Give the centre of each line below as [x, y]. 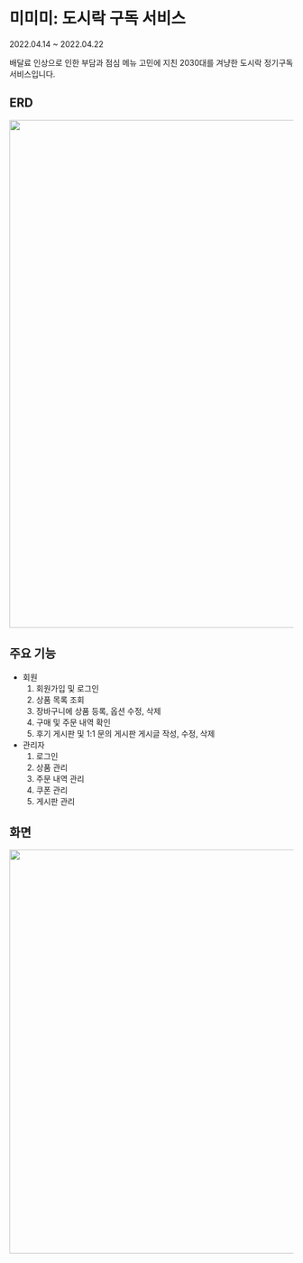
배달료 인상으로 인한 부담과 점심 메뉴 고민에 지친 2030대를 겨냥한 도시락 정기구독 [151, 62]
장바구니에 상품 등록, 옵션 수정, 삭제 [98, 710]
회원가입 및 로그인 [67, 688]
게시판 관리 [55, 801]
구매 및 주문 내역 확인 [73, 722]
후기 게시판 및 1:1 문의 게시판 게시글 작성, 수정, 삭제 [125, 733]
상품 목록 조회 [60, 700]
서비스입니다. [32, 74]
